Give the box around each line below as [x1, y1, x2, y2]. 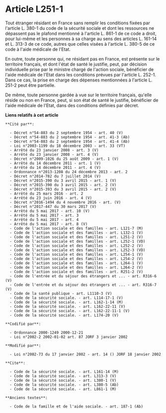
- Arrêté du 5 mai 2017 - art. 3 [9, 212, 79, 218]
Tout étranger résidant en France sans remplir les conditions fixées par [5, 20, 150, 26]
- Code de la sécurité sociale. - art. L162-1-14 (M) [9, 299, 123, 305]
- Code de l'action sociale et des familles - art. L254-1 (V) [9, 252, 143, 257]
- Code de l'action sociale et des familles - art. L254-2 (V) [9, 256, 143, 261]
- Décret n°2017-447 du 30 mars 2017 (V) [9, 204, 97, 209]
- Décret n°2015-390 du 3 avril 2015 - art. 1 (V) [9, 178, 117, 183]
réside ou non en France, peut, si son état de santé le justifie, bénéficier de [5, 97, 159, 103]
